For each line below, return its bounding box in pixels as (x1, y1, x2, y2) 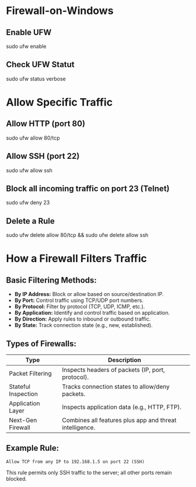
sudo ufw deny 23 (6, 199, 50, 206)
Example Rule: (6, 443, 60, 453)
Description (107, 356, 141, 364)
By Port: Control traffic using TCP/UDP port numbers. (14, 297, 144, 304)
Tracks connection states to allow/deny (62, 382, 170, 391)
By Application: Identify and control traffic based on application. (14, 309, 170, 316)
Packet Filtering (9, 370, 52, 378)
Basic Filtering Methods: (6, 275, 97, 285)
